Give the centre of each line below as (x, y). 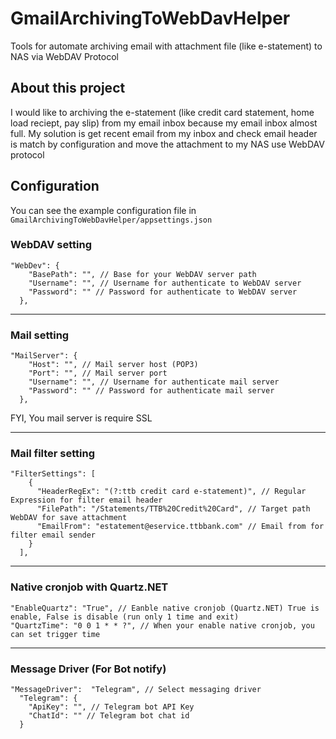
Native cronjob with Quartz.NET (89, 587)
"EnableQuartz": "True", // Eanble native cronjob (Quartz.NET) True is (165, 608)
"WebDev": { (35, 265)
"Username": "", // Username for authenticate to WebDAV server (165, 283)
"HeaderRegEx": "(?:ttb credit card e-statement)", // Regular (171, 492)
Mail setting (40, 335)
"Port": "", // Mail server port (98, 373)
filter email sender (53, 535)
